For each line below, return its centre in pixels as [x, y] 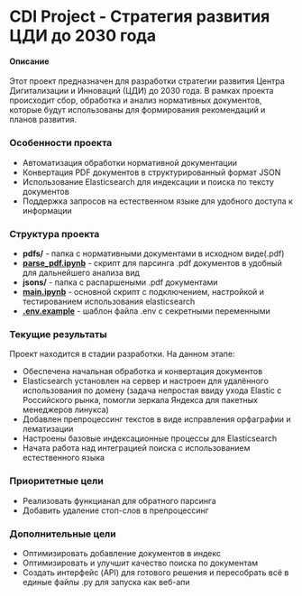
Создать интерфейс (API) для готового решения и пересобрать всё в [156, 572]
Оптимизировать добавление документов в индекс [122, 553]
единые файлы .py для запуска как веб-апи [106, 582]
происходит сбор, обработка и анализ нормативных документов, [136, 100]
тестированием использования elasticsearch [109, 301]
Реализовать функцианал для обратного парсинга [119, 500]
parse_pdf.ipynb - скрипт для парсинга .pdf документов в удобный [152, 262]
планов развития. [43, 120]
